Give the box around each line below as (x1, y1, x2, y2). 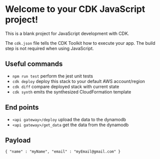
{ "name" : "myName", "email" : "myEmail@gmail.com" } (5, 149, 121, 155)
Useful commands (5, 60, 63, 68)
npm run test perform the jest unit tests (12, 73, 93, 79)
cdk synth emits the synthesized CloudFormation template (12, 88, 131, 95)
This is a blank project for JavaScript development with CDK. (5, 30, 130, 36)
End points (5, 103, 39, 112)
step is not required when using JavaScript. (5, 45, 94, 51)
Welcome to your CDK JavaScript (5, 3, 145, 15)
